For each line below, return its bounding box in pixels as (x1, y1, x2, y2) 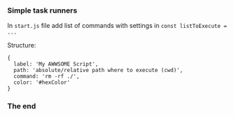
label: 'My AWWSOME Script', (13, 61, 99, 68)
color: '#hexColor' (13, 79, 71, 86)
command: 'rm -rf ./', (13, 73, 80, 80)
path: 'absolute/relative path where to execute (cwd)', (13, 67, 184, 74)
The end (7, 101, 36, 111)
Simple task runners (7, 6, 78, 15)
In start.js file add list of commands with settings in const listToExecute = (7, 22, 228, 30)
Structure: (7, 41, 36, 50)
